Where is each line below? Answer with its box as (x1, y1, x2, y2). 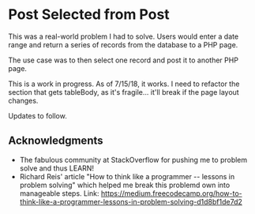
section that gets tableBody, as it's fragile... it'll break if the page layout (8, 87, 239, 96)
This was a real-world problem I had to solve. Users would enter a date (8, 32, 239, 41)
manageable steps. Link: (19, 188, 100, 198)
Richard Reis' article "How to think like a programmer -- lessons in (19, 171, 235, 181)
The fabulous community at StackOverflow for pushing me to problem (19, 155, 248, 164)
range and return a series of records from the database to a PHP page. (8, 39, 238, 49)
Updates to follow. (8, 111, 67, 120)
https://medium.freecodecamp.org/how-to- (101, 188, 242, 198)
